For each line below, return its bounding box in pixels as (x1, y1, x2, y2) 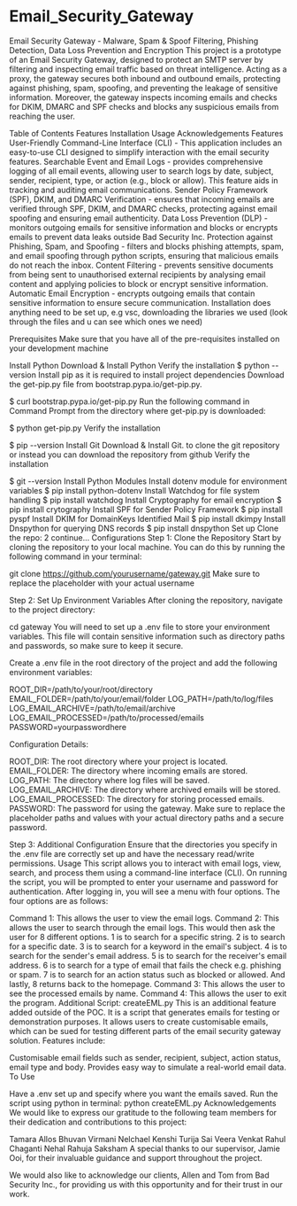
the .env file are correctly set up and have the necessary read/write (9, 848, 255, 859)
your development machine (9, 343, 109, 354)
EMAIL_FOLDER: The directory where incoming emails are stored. (9, 765, 248, 776)
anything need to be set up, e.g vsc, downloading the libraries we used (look (9, 307, 288, 317)
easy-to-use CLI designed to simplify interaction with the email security (9, 146, 270, 157)
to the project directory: (9, 604, 95, 615)
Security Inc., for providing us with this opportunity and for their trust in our (9, 1179, 283, 1189)
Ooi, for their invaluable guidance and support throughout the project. (9, 1152, 263, 1163)
